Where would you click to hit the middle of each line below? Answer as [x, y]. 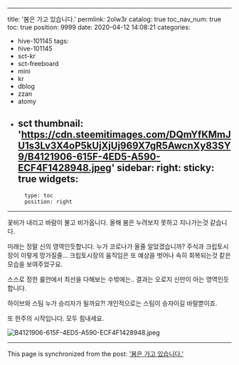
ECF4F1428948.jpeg [64, 168]
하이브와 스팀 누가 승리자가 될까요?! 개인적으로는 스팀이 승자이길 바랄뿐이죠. [112, 303]
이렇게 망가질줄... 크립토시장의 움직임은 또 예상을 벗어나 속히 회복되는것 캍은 [126, 255]
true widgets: [48, 179]
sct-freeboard [38, 64]
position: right [48, 202]
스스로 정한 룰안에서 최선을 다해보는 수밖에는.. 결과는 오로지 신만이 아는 [106, 279]
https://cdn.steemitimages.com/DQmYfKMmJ [126, 135]
